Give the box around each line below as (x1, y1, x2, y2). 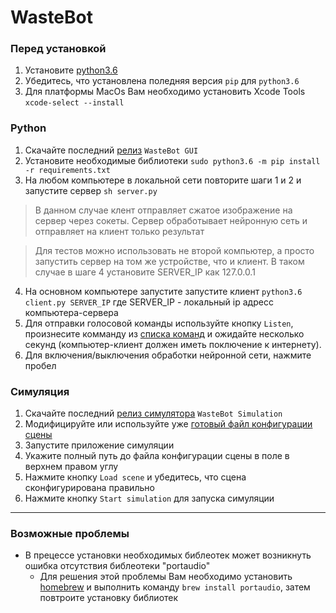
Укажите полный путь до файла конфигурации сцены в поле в (24, 450, 290, 462)
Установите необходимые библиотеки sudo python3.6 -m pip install (24, 154, 321, 166)
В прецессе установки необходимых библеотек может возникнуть (24, 549, 312, 561)
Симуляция (10, 384, 70, 398)
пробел (24, 359, 57, 371)
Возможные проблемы (10, 527, 130, 540)
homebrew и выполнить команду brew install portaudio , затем (39, 581, 311, 593)
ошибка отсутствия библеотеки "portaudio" (24, 560, 211, 572)
